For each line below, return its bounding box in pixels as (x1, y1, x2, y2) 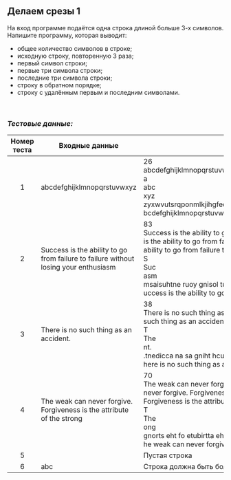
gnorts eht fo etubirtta (143, 431, 214, 441)
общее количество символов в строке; (16, 44, 133, 52)
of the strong (41, 414, 82, 424)
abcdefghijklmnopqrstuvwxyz (41, 182, 137, 192)
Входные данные (58, 141, 119, 151)
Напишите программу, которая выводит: (7, 31, 127, 39)
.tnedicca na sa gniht (143, 351, 211, 360)
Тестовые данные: (7, 118, 74, 128)
